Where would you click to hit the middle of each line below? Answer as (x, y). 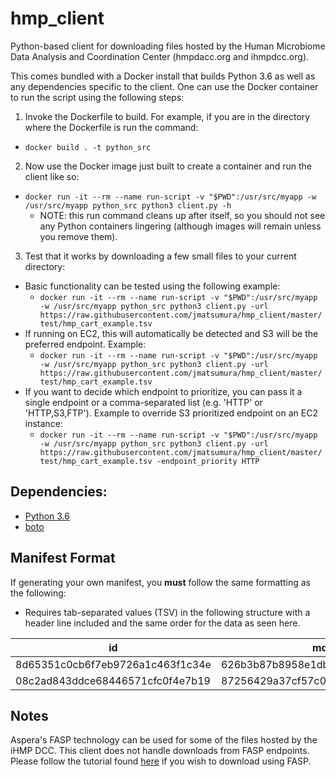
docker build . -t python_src (88, 147)
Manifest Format (63, 558)
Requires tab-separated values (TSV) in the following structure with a (167, 612)
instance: (43, 423)
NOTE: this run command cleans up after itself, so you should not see (182, 215)
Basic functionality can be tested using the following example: (152, 286)
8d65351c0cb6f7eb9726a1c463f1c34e (113, 664)
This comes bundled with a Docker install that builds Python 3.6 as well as (163, 76)
